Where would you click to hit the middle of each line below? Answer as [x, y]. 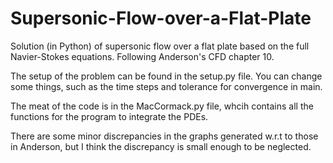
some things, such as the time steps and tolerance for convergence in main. [166, 86]
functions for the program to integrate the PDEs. [109, 116]
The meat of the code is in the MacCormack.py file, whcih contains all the [162, 106]
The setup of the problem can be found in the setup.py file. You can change [166, 76]
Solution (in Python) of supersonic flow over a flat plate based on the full [160, 46]
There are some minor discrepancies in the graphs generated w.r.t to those [164, 136]
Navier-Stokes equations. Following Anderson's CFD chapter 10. [142, 56]
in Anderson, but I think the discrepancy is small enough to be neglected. [161, 146]
